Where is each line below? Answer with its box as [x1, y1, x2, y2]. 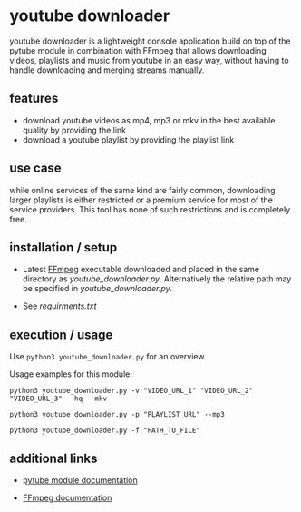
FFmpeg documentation [22, 492, 112, 503]
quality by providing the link [22, 124, 127, 135]
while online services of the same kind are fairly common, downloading [9, 184, 276, 195]
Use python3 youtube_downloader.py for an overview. [9, 351, 207, 362]
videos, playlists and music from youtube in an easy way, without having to [9, 54, 289, 65]
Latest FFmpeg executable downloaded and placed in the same [22, 264, 260, 275]
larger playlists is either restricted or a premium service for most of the [9, 194, 274, 205]
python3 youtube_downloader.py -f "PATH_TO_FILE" [9, 426, 201, 436]
